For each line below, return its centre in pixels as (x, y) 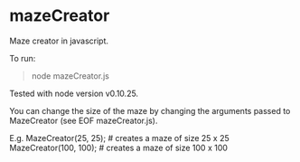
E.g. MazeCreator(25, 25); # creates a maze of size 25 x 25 (119, 138)
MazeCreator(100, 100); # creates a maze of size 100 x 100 (119, 148)
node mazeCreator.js (70, 76)
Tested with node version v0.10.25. (74, 93)
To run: (23, 58)
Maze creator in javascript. (59, 41)
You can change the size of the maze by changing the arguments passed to (150, 110)
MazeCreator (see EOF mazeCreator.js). (84, 120)
